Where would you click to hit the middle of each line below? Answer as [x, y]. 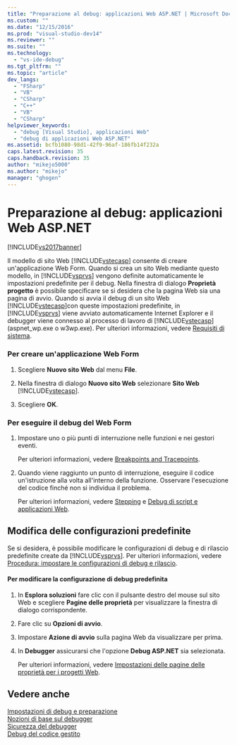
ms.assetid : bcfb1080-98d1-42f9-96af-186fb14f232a [83, 145]
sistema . [19, 336]
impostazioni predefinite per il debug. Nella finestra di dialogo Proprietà [112, 284]
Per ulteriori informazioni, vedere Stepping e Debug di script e [108, 502]
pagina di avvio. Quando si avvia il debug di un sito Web [89, 298]
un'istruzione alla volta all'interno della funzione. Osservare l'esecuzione [123, 480]
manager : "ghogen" [34, 178]
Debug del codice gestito [44, 734]
